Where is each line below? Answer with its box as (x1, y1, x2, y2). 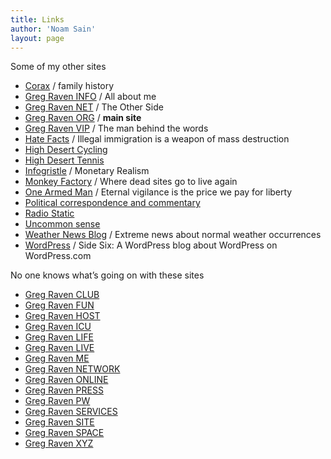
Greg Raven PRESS (24, 384, 104, 396)
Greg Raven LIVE (24, 342, 95, 354)
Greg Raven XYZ (24, 437, 94, 450)
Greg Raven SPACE (24, 427, 105, 439)
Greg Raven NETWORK (24, 363, 121, 375)
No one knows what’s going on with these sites (10, 269, 205, 281)
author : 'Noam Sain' (10, 24, 97, 34)
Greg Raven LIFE (24, 331, 94, 343)
